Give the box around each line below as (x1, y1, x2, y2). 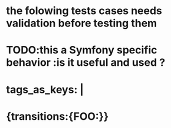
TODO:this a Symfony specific (6, 43, 157, 57)
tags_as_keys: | (6, 83, 84, 96)
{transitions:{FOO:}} (6, 110, 109, 123)
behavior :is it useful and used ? (6, 56, 166, 69)
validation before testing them (6, 16, 157, 30)
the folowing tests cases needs (6, 4, 162, 18)
